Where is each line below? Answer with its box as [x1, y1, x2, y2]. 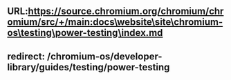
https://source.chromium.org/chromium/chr [28, 6, 224, 17]
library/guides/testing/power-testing [7, 61, 170, 73]
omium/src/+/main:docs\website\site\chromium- [7, 17, 223, 28]
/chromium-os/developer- [47, 50, 163, 62]
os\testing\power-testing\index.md [7, 27, 163, 39]
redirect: [7, 50, 46, 62]
